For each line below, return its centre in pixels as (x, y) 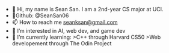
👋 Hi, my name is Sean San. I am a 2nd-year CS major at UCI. (88, 9)
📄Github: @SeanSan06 (40, 15)
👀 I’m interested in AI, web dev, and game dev (69, 31)
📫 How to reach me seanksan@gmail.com (65, 22)
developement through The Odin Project (62, 43)
